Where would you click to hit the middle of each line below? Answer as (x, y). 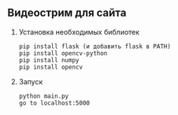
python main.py (44, 96)
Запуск (31, 81)
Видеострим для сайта (67, 13)
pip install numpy (49, 60)
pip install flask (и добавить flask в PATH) (95, 46)
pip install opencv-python (63, 53)
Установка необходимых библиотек (79, 32)
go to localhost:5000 (54, 103)
